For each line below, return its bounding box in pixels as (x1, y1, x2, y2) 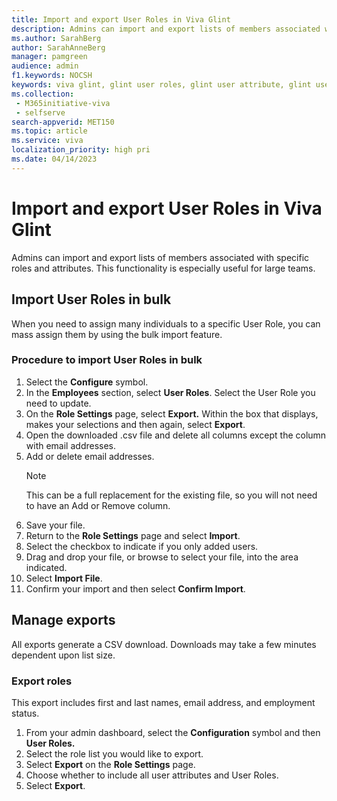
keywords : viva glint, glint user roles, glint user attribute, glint (11, 80, 312, 90)
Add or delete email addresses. (25, 450, 155, 462)
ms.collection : (11, 89, 75, 99)
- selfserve (15, 107, 66, 118)
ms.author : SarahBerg (11, 33, 102, 43)
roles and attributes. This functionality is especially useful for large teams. (11, 262, 316, 274)
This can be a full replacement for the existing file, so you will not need (25, 489, 318, 501)
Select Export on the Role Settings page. (25, 758, 196, 770)
